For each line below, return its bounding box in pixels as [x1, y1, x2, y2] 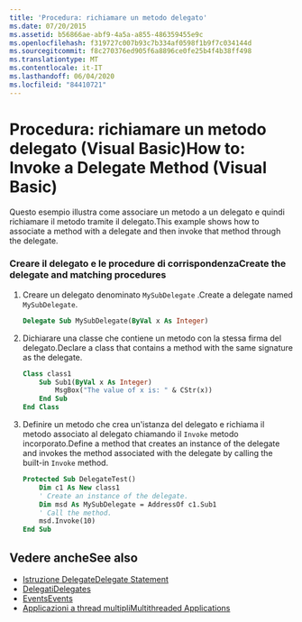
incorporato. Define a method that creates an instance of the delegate [22, 438, 280, 449]
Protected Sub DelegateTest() [22, 475, 137, 484]
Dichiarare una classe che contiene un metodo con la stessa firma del [22, 333, 282, 343]
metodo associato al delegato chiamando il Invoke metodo [22, 429, 239, 440]
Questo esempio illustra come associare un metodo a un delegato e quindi [9, 206, 286, 217]
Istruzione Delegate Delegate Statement [22, 574, 169, 585]
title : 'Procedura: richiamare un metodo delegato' [9, 13, 207, 23]
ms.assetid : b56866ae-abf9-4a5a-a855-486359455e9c [9, 30, 204, 39]
